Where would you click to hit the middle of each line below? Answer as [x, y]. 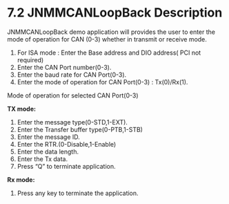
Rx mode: [21, 179]
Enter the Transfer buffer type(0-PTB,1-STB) [80, 129]
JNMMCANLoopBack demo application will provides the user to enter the [111, 32]
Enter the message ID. [49, 137]
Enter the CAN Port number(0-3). [64, 67]
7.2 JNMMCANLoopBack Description [115, 13]
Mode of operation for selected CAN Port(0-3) [73, 95]
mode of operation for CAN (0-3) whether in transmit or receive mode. [107, 39]
